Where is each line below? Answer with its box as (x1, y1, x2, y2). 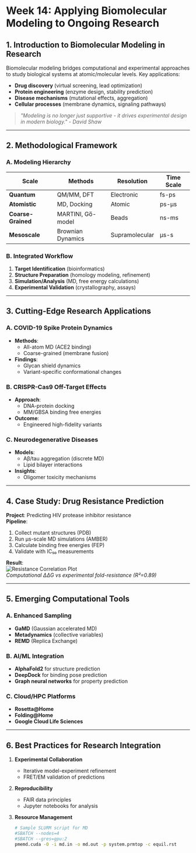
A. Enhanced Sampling (6, 611, 72, 620)
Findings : (14, 356, 38, 363)
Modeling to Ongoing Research (6, 16, 159, 30)
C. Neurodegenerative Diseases (6, 435, 99, 443)
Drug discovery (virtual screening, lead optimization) (14, 82, 143, 89)
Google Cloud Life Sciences (14, 718, 83, 725)
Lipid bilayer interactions (23, 461, 83, 469)
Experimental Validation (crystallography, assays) (14, 284, 136, 291)
